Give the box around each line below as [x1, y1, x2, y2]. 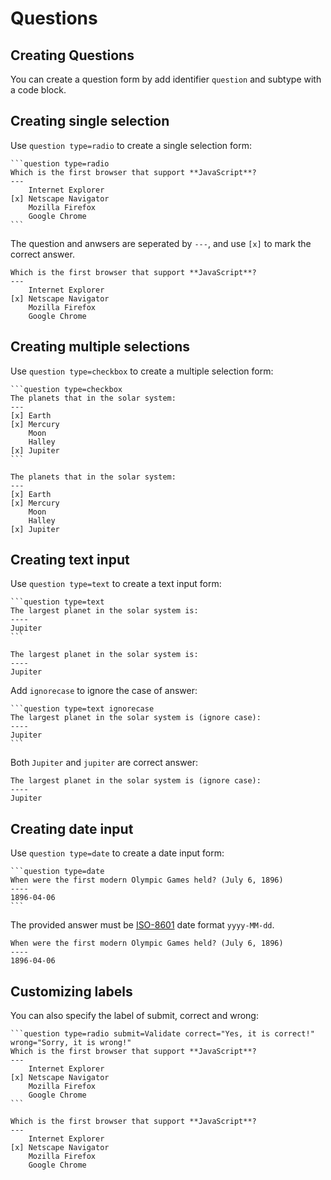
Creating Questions [10, 47, 135, 64]
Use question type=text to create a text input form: [10, 578, 222, 590]
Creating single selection [10, 113, 170, 130]
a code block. [10, 84, 67, 96]
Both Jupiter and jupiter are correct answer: [10, 757, 198, 769]
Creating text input [10, 552, 130, 569]
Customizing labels [10, 983, 133, 1000]
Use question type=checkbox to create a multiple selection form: [10, 365, 274, 377]
